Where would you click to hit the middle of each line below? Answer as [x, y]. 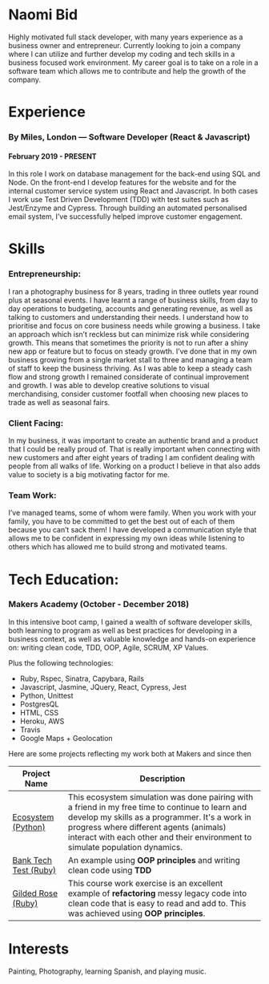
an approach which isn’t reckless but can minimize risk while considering [129, 334]
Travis [30, 729]
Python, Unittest [46, 695]
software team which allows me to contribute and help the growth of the [127, 71]
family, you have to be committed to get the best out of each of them [121, 521]
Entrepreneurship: [45, 274]
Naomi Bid [43, 15]
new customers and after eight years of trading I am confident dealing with [131, 458]
